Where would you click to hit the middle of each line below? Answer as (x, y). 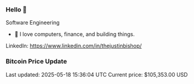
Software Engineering (33, 23)
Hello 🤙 (16, 10)
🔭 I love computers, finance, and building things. (75, 34)
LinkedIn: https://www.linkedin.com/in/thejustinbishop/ (74, 46)
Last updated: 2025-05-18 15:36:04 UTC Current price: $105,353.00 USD (97, 74)
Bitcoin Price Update (36, 61)
